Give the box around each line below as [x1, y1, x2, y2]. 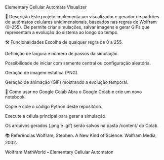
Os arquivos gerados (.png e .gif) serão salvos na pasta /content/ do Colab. [5, 123, 159, 128]
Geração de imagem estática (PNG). [5, 70, 79, 75]
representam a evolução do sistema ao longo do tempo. [5, 30, 119, 35]
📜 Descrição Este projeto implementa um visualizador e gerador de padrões [5, 14, 160, 19]
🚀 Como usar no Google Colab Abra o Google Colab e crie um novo [5, 89, 142, 95]
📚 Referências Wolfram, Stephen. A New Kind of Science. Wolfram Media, [5, 132, 157, 138]
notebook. [5, 94, 26, 100]
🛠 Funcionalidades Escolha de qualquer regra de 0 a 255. [5, 39, 123, 45]
